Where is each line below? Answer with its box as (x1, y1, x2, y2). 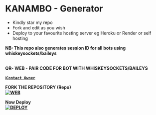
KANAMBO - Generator (5, 3, 103, 14)
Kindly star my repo (12, 19, 53, 25)
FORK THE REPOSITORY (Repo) (5, 84, 71, 90)
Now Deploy (5, 99, 31, 105)
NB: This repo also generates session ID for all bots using (5, 45, 126, 51)
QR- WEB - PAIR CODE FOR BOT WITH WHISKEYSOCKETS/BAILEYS (5, 65, 148, 71)
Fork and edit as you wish (12, 24, 66, 30)
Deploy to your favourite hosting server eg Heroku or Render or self (12, 30, 152, 36)
